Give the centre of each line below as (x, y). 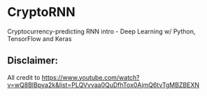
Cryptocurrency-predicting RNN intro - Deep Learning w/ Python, (101, 31)
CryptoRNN (41, 12)
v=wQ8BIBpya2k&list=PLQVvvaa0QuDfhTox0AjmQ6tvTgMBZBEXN (103, 85)
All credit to (24, 77)
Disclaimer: (33, 61)
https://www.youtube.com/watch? (91, 77)
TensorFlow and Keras (40, 38)
